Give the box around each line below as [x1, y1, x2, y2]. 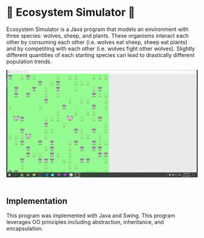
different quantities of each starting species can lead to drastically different [6, 51, 195, 58]
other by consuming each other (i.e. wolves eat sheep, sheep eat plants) [6, 38, 188, 46]
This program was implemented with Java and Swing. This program [6, 212, 175, 219]
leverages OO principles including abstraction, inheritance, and [6, 219, 164, 226]
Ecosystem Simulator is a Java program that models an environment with [6, 25, 189, 33]
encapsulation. [6, 225, 44, 233]
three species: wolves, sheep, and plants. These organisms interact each [6, 32, 189, 39]
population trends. [6, 58, 52, 65]
